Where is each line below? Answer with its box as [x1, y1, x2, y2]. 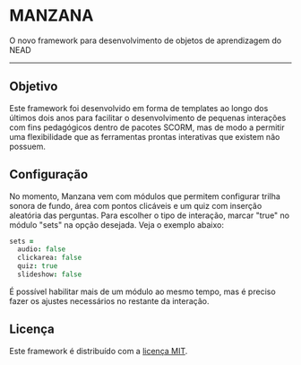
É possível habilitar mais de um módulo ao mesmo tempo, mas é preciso [9, 286, 276, 297]
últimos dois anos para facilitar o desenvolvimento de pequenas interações [9, 112, 287, 123]
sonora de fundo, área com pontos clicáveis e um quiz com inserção [9, 200, 262, 211]
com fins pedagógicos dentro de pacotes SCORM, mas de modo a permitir [9, 122, 285, 133]
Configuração [9, 167, 89, 182]
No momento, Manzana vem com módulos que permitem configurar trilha [9, 190, 280, 202]
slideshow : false [17, 270, 82, 279]
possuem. [9, 141, 47, 152]
